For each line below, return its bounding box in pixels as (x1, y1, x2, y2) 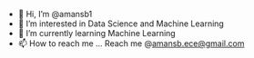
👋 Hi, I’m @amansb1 (17, 9, 93, 19)
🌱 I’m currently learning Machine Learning (17, 28, 176, 38)
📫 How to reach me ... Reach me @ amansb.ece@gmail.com (17, 38, 245, 49)
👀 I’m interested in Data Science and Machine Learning (17, 18, 225, 29)
